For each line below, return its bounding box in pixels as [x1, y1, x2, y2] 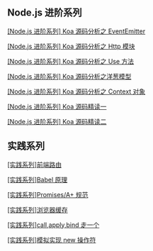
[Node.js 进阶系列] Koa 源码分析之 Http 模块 [7, 42, 135, 50]
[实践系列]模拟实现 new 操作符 [7, 235, 96, 244]
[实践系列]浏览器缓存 [7, 205, 69, 214]
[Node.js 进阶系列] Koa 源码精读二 [7, 117, 107, 125]
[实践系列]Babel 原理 [7, 175, 68, 184]
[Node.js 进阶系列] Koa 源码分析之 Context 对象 [7, 87, 146, 96]
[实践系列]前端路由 [7, 160, 62, 169]
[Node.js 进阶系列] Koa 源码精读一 [7, 102, 107, 111]
